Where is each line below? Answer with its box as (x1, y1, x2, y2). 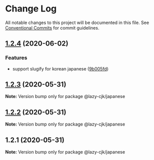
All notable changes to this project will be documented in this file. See (5, 19, 149, 25)
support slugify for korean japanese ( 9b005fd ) (12, 65, 109, 71)
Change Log (5, 3, 57, 14)
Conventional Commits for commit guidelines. (5, 24, 99, 30)
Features (5, 54, 28, 61)
